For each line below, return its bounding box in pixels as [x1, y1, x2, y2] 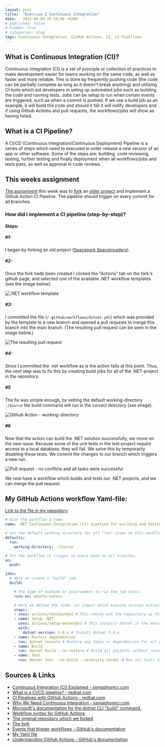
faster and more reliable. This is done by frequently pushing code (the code [5, 76, 158, 82]
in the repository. [5, 373, 40, 379]
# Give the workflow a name [5, 517, 63, 522]
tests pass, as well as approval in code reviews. [5, 161, 102, 167]
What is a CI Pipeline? [5, 127, 73, 136]
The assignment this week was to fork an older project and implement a [5, 188, 150, 194]
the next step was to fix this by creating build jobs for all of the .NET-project [5, 368, 159, 374]
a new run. [5, 456, 27, 462]
